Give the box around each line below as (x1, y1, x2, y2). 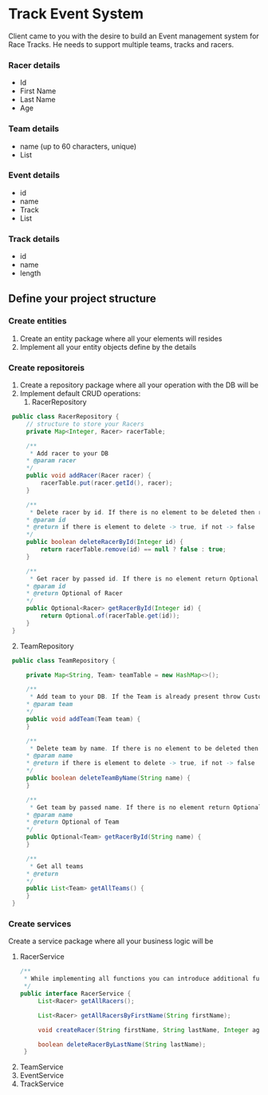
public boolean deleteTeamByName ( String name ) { (26, 774, 191, 783)
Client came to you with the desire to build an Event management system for (8, 31, 259, 41)
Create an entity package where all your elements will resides (19, 333, 223, 343)
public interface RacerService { (19, 990, 132, 998)
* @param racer (26, 457, 77, 465)
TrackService (19, 1079, 64, 1089)
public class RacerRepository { (11, 413, 120, 421)
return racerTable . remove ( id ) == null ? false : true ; (40, 546, 227, 553)
